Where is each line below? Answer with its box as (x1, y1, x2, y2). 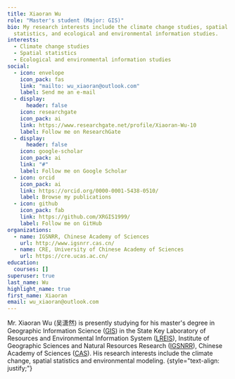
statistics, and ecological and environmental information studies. (13, 30, 219, 37)
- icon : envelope (13, 69, 65, 76)
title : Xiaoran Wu (7, 10, 61, 18)
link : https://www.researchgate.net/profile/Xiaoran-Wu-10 (20, 121, 197, 129)
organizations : (7, 226, 52, 233)
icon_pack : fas (20, 75, 65, 83)
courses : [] (13, 266, 49, 273)
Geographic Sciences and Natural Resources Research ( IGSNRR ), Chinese (7, 342, 223, 350)
